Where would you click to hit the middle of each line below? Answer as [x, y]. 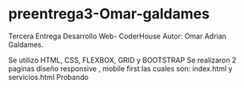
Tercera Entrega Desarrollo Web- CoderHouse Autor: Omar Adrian [117, 36]
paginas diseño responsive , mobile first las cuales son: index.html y [120, 68]
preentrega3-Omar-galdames [109, 14]
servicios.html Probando [49, 77]
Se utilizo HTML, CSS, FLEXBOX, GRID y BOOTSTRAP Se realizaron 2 [122, 60]
